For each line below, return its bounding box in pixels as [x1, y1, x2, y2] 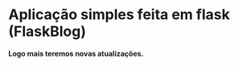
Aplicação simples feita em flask [8, 6, 231, 24]
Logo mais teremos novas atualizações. [8, 49, 144, 58]
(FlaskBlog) [8, 22, 87, 41]
